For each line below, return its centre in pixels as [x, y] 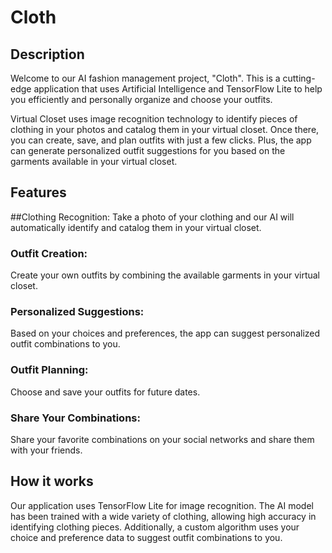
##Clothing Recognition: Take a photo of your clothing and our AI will [152, 217]
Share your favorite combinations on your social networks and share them [162, 439]
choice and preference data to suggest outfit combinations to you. [146, 537]
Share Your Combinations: [75, 418]
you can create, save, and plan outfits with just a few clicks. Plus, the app [161, 140]
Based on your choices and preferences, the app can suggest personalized [165, 333]
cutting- [299, 78]
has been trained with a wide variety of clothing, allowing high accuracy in [163, 516]
